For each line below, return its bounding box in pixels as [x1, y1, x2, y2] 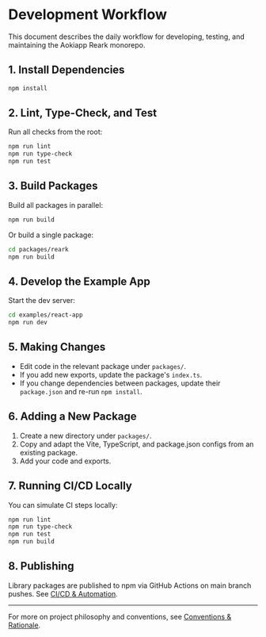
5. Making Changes [8, 340, 106, 354]
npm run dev [8, 319, 47, 327]
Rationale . [8, 620, 41, 630]
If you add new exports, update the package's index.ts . [19, 370, 203, 379]
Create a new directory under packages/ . [19, 431, 152, 440]
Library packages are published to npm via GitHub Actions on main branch [8, 581, 252, 590]
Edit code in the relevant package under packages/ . [19, 361, 187, 370]
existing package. [19, 447, 78, 457]
